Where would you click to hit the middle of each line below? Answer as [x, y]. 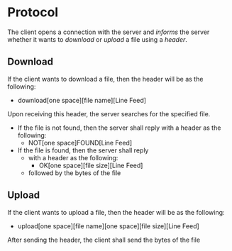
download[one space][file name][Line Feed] [82, 100]
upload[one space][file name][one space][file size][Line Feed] [109, 226]
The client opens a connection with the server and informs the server [109, 32]
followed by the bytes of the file [74, 173]
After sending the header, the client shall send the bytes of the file [104, 240]
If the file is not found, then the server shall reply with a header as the [119, 128]
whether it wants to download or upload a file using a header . [98, 39]
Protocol [33, 12]
